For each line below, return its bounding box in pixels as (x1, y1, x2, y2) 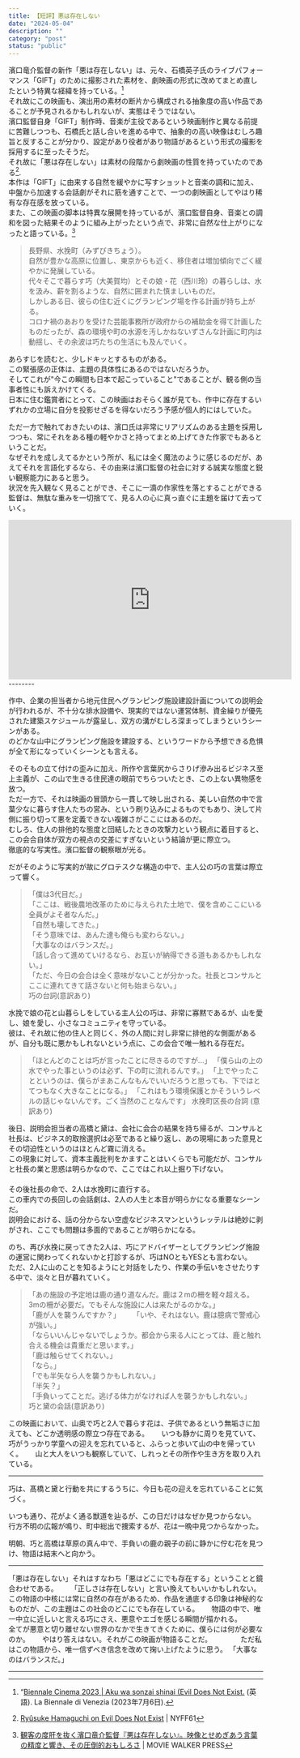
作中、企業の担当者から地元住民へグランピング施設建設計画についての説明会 (8, 696, 264, 705)
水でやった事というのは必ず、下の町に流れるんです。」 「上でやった (27, 1066, 252, 1075)
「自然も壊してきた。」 (27, 920, 103, 929)
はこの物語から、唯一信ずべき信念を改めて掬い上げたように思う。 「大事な (8, 1644, 258, 1654)
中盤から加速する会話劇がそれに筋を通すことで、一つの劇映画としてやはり (8, 187, 256, 197)
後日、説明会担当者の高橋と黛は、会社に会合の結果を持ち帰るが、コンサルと (8, 1124, 264, 1134)
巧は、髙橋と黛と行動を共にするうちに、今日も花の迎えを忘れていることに (8, 1484, 256, 1494)
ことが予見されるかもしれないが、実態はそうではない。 (15, 106, 200, 116)
